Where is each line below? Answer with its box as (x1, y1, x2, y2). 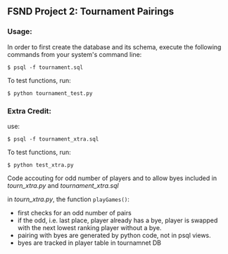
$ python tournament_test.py (7, 89, 93, 97)
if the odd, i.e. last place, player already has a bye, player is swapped (17, 216, 218, 224)
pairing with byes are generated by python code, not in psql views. (17, 231, 211, 239)
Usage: (7, 27, 33, 37)
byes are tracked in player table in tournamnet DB (17, 239, 162, 247)
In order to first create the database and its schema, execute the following (7, 42, 222, 51)
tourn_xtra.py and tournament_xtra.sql (7, 181, 119, 189)
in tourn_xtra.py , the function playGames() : (7, 195, 130, 203)
